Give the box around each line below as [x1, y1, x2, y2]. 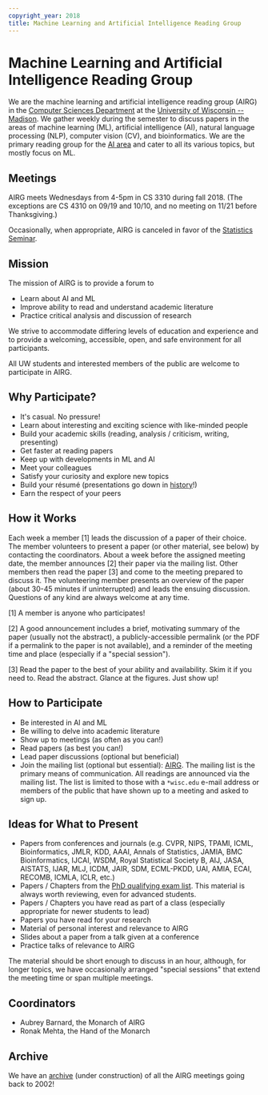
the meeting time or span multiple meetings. [8, 973, 154, 983]
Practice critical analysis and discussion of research [19, 311, 192, 320]
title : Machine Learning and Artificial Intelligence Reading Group [8, 19, 242, 27]
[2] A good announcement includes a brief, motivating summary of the [8, 623, 240, 633]
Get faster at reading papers [19, 445, 114, 455]
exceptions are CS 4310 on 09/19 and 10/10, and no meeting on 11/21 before [8, 201, 258, 211]
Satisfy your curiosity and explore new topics [19, 471, 170, 481]
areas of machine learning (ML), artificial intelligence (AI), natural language [8, 123, 255, 132]
